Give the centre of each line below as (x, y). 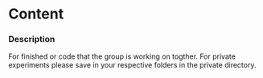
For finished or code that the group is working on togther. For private (122, 56)
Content (36, 14)
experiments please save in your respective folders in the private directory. (132, 65)
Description (32, 39)
